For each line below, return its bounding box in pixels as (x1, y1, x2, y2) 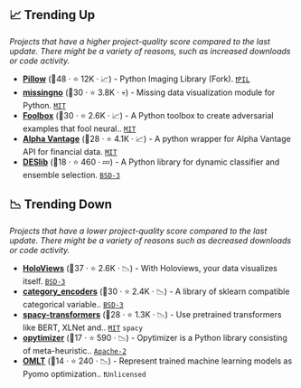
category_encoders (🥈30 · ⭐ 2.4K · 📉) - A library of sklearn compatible (22, 286, 290, 297)
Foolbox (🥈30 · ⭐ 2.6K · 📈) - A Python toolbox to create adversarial (22, 109, 274, 120)
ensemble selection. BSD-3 (22, 169, 120, 180)
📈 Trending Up (9, 7, 96, 23)
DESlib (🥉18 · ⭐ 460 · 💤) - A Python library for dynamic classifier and (22, 156, 280, 167)
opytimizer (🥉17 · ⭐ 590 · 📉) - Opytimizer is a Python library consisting (22, 332, 287, 343)
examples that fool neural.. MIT (22, 123, 136, 134)
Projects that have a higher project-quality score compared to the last (9, 35, 271, 47)
